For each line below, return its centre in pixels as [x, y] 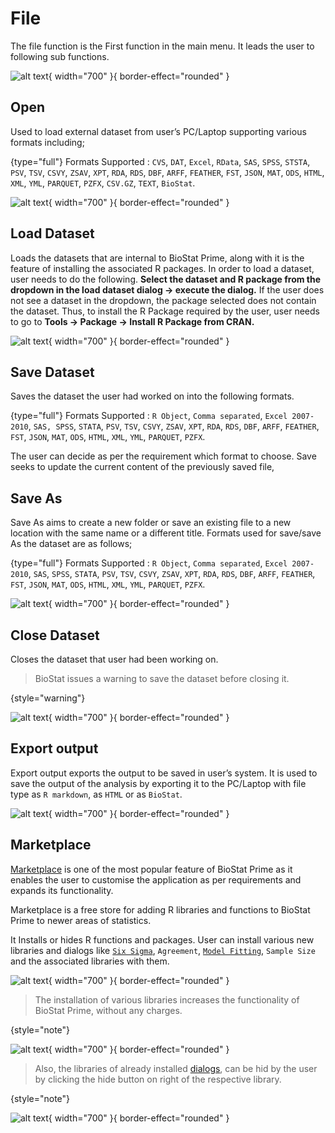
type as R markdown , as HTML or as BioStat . [96, 794]
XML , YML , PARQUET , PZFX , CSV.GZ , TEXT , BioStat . [103, 183]
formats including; [47, 142]
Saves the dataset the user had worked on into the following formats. [152, 396]
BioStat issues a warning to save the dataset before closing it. [162, 678]
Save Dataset [52, 372]
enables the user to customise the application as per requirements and [156, 879]
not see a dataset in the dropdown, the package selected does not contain [163, 300]
